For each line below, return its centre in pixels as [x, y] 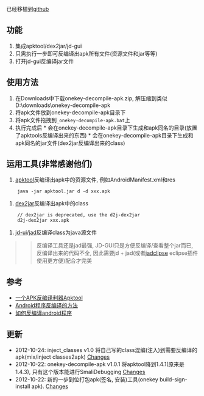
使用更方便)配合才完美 [64, 261]
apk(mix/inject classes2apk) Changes [62, 357]
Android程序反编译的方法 [46, 306]
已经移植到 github [28, 9]
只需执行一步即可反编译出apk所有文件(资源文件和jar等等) [86, 53]
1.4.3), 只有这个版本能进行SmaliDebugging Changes [80, 372]
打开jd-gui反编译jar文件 [44, 61]
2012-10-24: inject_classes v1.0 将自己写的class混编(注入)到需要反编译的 [106, 350]
